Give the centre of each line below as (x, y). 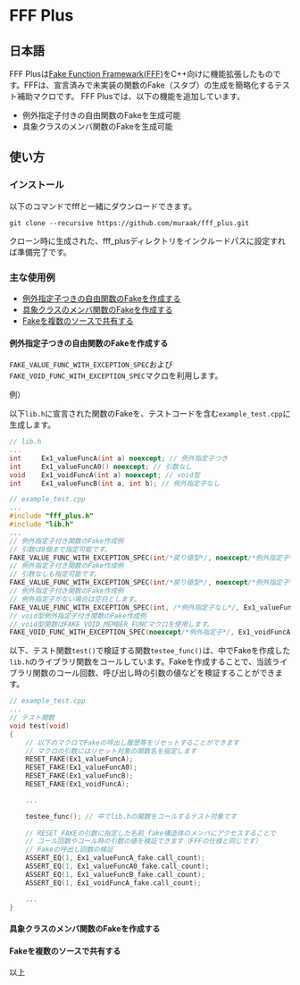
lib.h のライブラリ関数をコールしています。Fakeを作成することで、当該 (141, 661)
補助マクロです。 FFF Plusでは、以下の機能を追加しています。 (131, 96)
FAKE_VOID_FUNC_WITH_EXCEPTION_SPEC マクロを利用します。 (116, 375)
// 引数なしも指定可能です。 (55, 574)
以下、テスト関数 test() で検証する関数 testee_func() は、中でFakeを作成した (150, 651)
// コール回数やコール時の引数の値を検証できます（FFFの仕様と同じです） (144, 841)
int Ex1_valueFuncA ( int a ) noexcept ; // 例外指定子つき (119, 458)
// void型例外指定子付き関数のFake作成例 (78, 616)
